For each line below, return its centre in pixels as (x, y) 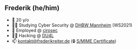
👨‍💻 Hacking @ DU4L (33, 35)
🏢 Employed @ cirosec (34, 30)
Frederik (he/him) (32, 8)
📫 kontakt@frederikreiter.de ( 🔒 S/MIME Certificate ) (64, 41)
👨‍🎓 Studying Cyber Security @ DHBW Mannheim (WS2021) (72, 25)
